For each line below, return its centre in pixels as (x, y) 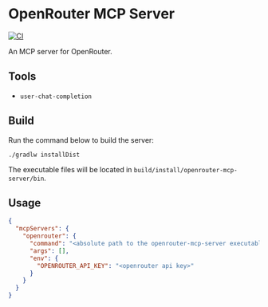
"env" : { (44, 258)
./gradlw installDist (44, 155)
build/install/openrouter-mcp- (185, 170)
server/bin (26, 179)
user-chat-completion (55, 96)
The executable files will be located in (70, 169)
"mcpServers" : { (42, 229)
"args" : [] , (49, 251)
